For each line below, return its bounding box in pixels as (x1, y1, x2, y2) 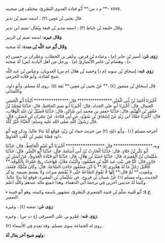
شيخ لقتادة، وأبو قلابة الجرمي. (5, 73, 60, 79)
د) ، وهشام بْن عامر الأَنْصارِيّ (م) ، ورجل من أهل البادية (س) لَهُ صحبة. (5, 59, 132, 64)
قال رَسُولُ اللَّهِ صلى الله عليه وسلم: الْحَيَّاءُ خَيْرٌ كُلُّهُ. (5, 119, 98, 124)
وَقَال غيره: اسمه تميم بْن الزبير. (5, 34, 63, 40)
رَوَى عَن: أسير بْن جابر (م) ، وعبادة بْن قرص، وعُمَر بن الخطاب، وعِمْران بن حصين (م (5, 53, 158, 59)
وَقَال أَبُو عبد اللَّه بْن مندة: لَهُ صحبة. (5, 44, 68, 50)
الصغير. (5, 194, 19, 200)
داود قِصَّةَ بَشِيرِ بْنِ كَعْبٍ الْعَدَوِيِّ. (5, 133, 63, 139)
